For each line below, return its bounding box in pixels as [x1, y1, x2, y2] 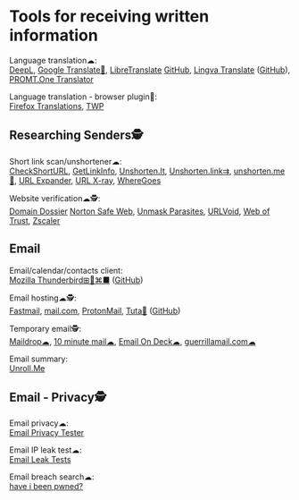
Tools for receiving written [9, 6, 210, 27]
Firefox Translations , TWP [9, 100, 104, 111]
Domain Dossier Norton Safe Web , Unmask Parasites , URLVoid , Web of [9, 206, 270, 216]
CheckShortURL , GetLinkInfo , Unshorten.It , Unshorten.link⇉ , [9, 165, 232, 176]
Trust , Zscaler [9, 215, 61, 225]
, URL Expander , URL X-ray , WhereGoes [14, 174, 162, 185]
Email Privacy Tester [9, 428, 85, 438]
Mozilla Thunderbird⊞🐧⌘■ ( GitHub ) [9, 275, 144, 285]
